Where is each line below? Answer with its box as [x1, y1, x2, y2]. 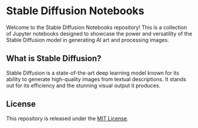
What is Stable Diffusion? [6, 53, 102, 63]
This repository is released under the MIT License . [6, 114, 129, 122]
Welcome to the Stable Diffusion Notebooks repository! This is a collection [6, 24, 187, 31]
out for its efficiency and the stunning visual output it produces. [6, 82, 161, 89]
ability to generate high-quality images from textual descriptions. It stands [6, 75, 186, 82]
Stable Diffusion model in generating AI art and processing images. [6, 36, 170, 43]
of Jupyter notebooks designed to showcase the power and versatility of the [6, 30, 193, 37]
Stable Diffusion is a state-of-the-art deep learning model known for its [6, 69, 179, 76]
